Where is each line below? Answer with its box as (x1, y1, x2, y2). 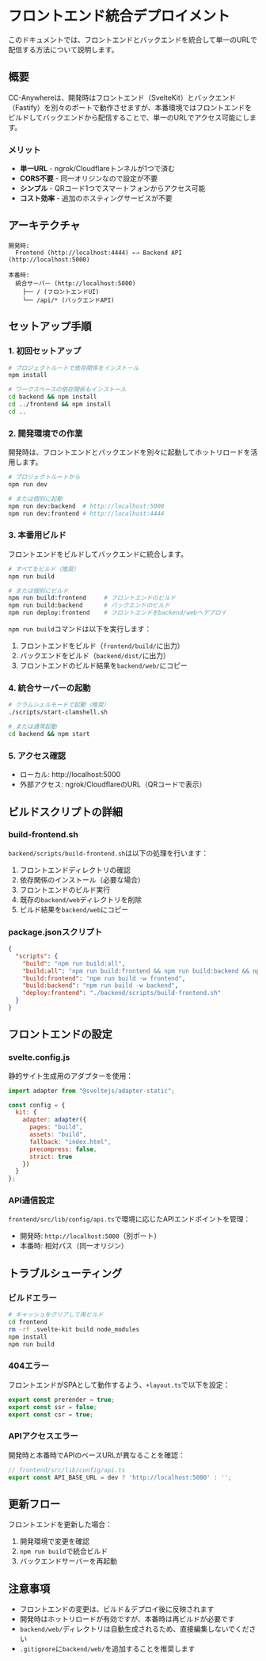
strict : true (28, 1152, 73, 1160)
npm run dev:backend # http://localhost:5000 (8, 502, 165, 510)
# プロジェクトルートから (8, 473, 81, 482)
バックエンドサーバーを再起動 (19, 1556, 117, 1566)
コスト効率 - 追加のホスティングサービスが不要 (19, 193, 173, 203)
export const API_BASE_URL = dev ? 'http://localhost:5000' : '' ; (8, 1473, 232, 1481)
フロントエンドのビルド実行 (19, 885, 111, 894)
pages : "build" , (28, 1123, 83, 1131)
